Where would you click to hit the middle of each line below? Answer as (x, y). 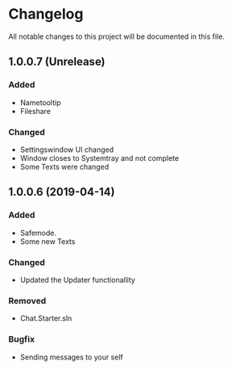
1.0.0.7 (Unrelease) (57, 62)
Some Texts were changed (64, 166)
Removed (27, 301)
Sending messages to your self (71, 357)
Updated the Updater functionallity (77, 280)
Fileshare (35, 111)
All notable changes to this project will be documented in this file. (117, 36)
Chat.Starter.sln (46, 318)
